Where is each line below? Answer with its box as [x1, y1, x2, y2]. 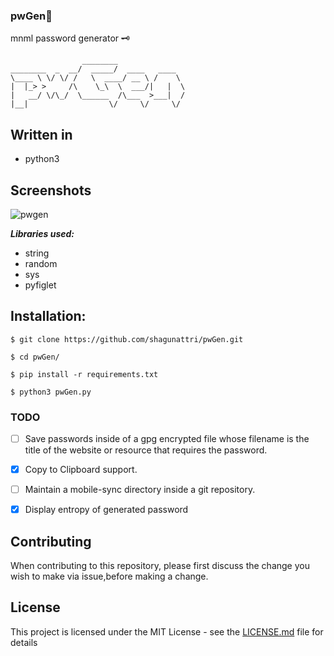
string [24, 247, 50, 259]
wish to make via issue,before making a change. [10, 570, 209, 583]
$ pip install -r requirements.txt [10, 369, 159, 379]
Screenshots [10, 182, 92, 199]
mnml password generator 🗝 [10, 32, 130, 44]
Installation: [10, 308, 87, 325]
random [24, 257, 58, 269]
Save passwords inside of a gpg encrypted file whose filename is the [24, 433, 310, 445]
